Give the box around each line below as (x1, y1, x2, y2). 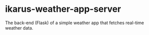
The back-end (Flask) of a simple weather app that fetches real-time (5, 20, 144, 26)
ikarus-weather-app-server (5, 3, 121, 15)
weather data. (5, 25, 34, 31)
